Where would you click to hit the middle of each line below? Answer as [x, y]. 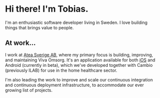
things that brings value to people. [40, 27]
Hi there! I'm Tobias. [47, 9]
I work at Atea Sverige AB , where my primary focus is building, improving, [79, 55]
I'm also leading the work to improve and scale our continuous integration [79, 79]
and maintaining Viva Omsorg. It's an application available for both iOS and [80, 60]
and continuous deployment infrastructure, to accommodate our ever [74, 85]
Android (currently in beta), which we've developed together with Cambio [79, 65]
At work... [20, 43]
